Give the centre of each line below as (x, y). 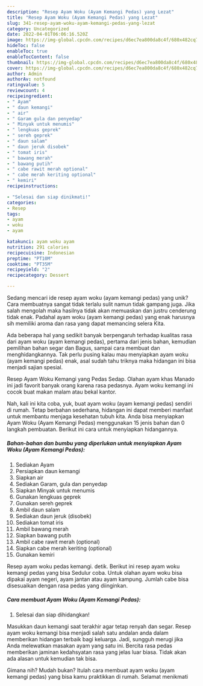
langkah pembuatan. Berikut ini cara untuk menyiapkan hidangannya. (92, 429)
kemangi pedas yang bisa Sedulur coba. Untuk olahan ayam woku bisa (95, 572)
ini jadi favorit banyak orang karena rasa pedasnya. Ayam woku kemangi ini (100, 385)
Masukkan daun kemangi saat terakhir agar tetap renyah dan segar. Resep (99, 626)
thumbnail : (20, 62)
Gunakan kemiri (35, 554)
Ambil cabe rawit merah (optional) (58, 542)
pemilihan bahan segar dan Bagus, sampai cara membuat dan (83, 348)
